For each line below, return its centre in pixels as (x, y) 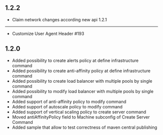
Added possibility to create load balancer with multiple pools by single (82, 81)
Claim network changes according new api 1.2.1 (59, 19)
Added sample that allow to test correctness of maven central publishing (85, 127)
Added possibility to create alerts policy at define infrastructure (75, 60)
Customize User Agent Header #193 (48, 33)
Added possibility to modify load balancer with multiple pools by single (83, 91)
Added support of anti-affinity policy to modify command (69, 102)
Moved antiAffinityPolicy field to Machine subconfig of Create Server (81, 117)
